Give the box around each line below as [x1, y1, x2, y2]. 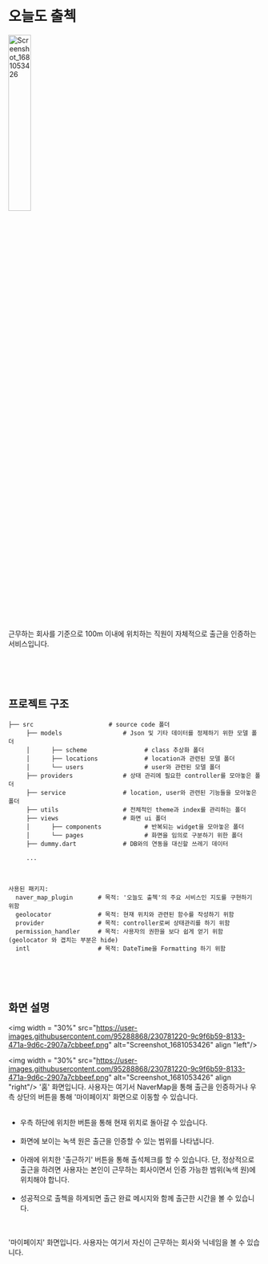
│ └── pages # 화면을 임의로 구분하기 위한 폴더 [26, 831, 243, 839]
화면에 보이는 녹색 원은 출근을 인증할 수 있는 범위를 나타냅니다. [19, 1136, 214, 1145]
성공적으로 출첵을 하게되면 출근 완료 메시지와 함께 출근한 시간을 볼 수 [19, 1193, 234, 1203]
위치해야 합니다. [19, 1174, 70, 1184]
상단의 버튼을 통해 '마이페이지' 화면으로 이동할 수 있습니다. [16, 1092, 198, 1101]
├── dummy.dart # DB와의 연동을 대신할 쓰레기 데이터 [26, 840, 229, 848]
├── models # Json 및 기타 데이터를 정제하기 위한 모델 [26, 729, 249, 737]
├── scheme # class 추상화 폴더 [50, 746, 205, 754]
